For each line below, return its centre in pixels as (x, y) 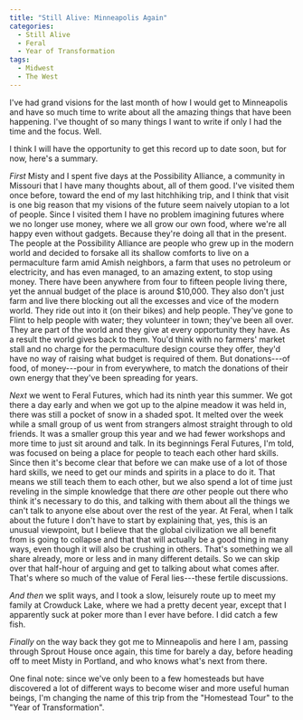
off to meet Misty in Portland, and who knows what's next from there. (139, 660)
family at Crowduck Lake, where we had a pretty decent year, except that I (148, 605)
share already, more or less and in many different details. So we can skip (145, 558)
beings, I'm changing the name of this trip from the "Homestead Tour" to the (151, 697)
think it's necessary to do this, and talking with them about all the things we (150, 501)
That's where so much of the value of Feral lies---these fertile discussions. (149, 578)
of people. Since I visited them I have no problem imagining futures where (147, 214)
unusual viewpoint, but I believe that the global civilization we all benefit (143, 529)
